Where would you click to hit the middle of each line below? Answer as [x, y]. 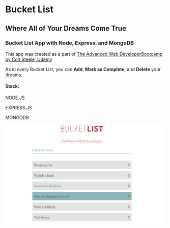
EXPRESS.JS [19, 108]
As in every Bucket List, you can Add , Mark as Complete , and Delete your [83, 69]
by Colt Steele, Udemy [29, 59]
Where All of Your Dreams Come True [66, 28]
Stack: [12, 86]
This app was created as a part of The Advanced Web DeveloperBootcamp [84, 54]
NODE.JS [15, 98]
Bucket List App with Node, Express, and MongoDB [69, 43]
